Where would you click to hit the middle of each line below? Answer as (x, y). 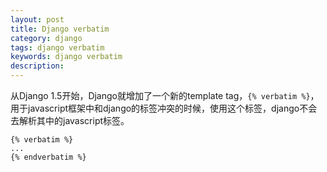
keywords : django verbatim (66, 57)
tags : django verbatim (57, 47)
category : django (46, 38)
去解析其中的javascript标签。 (70, 120)
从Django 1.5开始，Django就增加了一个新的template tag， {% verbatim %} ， (165, 95)
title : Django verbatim (60, 29)
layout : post (37, 19)
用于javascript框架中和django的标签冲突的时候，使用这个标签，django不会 (164, 108)
